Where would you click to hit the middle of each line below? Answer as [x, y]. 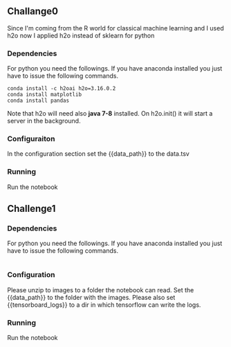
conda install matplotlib [44, 95]
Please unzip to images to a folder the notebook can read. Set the [101, 290]
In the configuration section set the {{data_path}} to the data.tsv [99, 154]
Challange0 [33, 11]
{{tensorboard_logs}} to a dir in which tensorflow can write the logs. [104, 305]
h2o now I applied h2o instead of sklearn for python [81, 35]
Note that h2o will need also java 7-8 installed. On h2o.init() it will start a [110, 114]
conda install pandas [38, 101]
